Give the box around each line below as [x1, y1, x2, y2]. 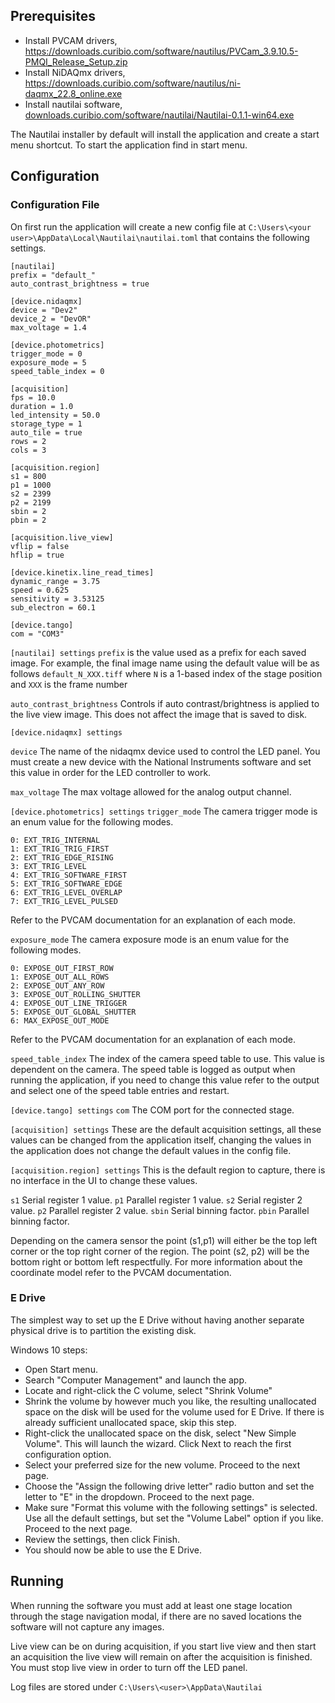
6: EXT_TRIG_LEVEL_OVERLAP [10, 887, 123, 898]
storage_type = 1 [10, 419, 83, 429]
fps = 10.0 [10, 392, 56, 403]
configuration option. [24, 1448, 112, 1460]
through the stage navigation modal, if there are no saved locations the [10, 1610, 302, 1622]
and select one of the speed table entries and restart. [10, 1084, 230, 1096]
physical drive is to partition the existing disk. [10, 1324, 197, 1336]
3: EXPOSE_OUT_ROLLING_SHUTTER [10, 989, 141, 999]
